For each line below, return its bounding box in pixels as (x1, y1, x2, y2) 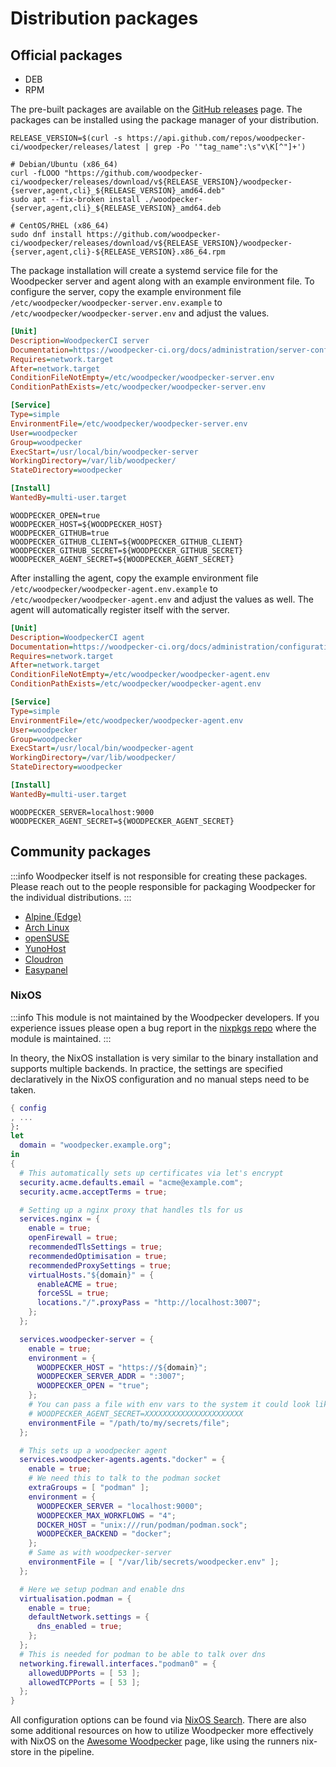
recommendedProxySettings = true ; (28, 1260, 172, 1271)
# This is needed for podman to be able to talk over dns (19, 1649, 267, 1659)
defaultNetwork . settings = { (28, 1612, 150, 1622)
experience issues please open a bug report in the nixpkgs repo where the (10, 1022, 317, 1034)
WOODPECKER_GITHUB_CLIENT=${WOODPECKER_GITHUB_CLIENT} (10, 537, 244, 547)
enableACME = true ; (36, 1279, 118, 1289)
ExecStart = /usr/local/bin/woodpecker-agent (10, 743, 195, 754)
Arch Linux (24, 921, 70, 933)
